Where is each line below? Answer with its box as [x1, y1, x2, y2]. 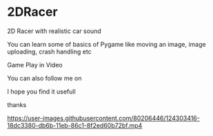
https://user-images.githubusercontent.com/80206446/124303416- [7, 114, 200, 122]
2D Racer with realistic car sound [7, 27, 101, 35]
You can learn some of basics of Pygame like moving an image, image [7, 40, 206, 48]
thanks [7, 100, 27, 109]
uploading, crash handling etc [7, 47, 92, 56]
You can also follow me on [7, 73, 82, 82]
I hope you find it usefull [7, 87, 76, 95]
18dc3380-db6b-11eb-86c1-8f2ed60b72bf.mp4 [7, 121, 143, 129]
